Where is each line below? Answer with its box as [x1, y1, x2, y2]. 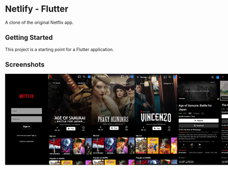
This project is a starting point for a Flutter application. [5, 46, 114, 52]
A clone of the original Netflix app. [5, 19, 74, 25]
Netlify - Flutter [5, 3, 69, 15]
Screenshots [5, 61, 45, 69]
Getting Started [5, 34, 53, 42]
